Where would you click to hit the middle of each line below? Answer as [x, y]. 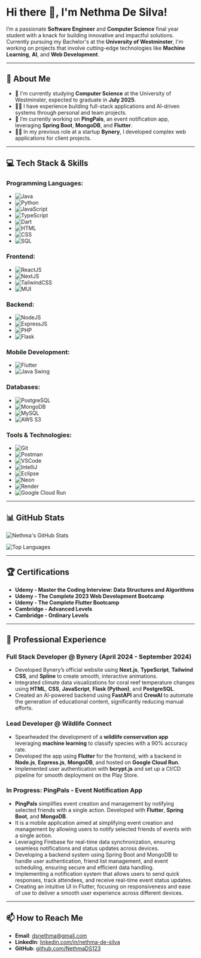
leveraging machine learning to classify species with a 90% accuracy [101, 743]
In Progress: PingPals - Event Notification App [74, 791]
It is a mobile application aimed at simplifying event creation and [94, 822]
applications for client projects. [53, 138]
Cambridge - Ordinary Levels [52, 615]
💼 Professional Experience [56, 640]
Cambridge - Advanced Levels [54, 609]
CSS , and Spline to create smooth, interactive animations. [86, 676]
